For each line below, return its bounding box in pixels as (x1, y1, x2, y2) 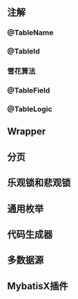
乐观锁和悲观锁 (7, 177, 71, 189)
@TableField (7, 86, 50, 95)
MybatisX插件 (7, 280, 68, 292)
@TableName (7, 28, 54, 38)
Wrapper (7, 126, 46, 138)
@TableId (7, 47, 40, 56)
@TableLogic (7, 104, 53, 113)
